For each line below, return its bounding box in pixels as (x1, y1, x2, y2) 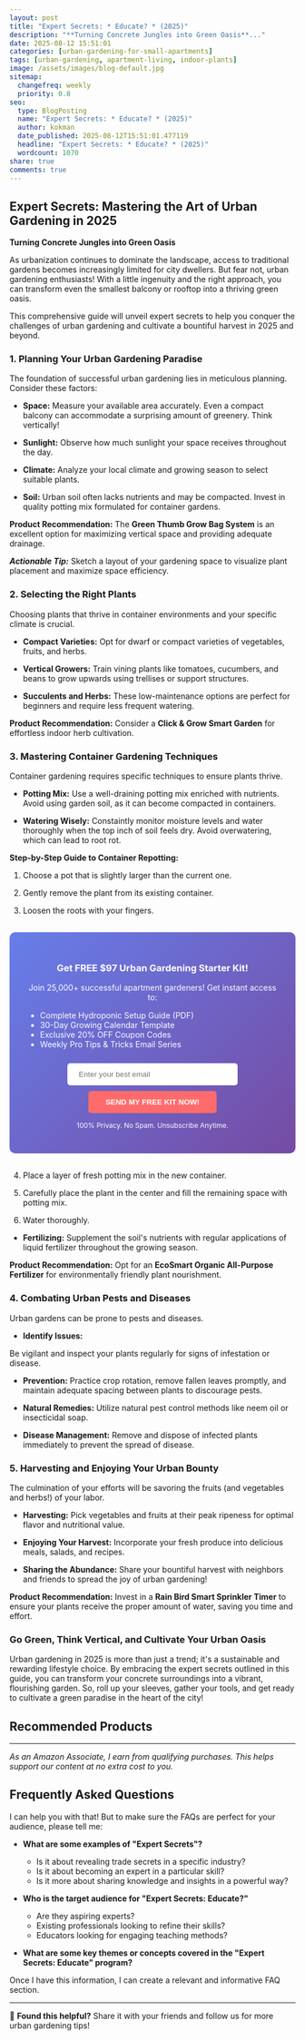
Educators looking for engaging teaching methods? (35, 1929, 229, 1940)
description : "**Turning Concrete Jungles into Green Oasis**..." (9, 30, 266, 39)
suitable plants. (22, 474, 80, 485)
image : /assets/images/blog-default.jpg (9, 64, 165, 74)
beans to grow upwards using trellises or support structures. (22, 672, 250, 683)
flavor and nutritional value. (22, 1519, 125, 1530)
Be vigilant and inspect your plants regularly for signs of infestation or (9, 1348, 271, 1358)
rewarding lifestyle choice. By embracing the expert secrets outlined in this (9, 1663, 290, 1674)
